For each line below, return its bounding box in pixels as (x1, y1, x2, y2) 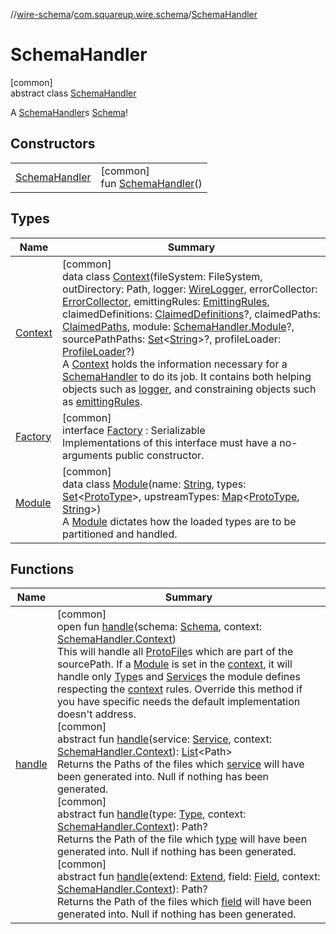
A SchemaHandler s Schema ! (10, 106, 128, 118)
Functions (10, 560, 75, 578)
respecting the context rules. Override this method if (56, 682, 303, 696)
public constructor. (114, 448, 205, 462)
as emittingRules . (62, 394, 143, 408)
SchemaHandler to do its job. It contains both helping (62, 369, 312, 383)
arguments (62, 448, 113, 462)
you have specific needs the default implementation (56, 695, 301, 709)
